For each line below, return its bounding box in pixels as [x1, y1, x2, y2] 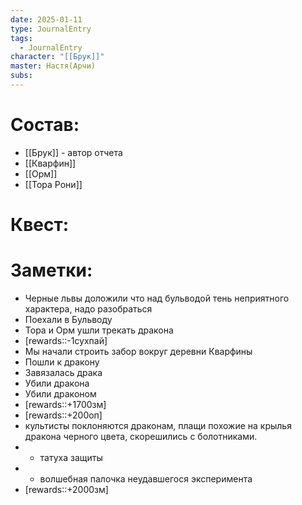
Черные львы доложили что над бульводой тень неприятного [24, 292, 290, 304]
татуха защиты [39, 451, 103, 463]
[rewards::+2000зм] [24, 483, 109, 495]
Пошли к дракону [24, 356, 100, 368]
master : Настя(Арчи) [10, 61, 97, 71]
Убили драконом [24, 387, 97, 400]
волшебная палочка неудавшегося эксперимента [39, 472, 253, 485]
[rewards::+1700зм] [24, 398, 107, 410]
